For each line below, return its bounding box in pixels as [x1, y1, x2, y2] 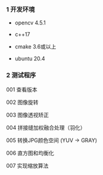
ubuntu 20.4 [14, 55, 46, 62]
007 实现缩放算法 [6, 162, 49, 169]
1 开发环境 [6, 5, 35, 13]
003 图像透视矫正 [6, 111, 49, 118]
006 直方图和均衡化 [6, 149, 55, 156]
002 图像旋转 [6, 99, 39, 106]
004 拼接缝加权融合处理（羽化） [6, 124, 86, 131]
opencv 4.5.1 [14, 19, 46, 26]
